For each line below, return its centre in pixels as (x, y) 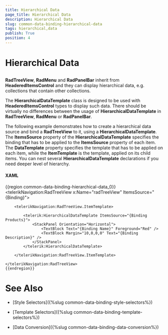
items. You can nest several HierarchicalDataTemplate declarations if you (82, 159)
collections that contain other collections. (48, 91)
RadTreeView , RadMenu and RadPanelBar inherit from (62, 80)
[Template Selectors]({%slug (43, 312)
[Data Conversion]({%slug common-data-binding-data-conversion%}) (86, 327)
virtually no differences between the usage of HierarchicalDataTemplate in (83, 111)
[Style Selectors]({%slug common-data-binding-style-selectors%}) (82, 302)
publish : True (20, 33)
